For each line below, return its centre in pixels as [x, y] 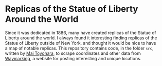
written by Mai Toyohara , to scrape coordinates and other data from [73, 53]
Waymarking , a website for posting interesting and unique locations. [73, 58]
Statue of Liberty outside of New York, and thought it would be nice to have [81, 43]
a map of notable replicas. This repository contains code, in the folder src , [80, 48]
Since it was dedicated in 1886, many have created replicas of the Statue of [81, 33]
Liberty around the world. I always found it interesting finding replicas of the [81, 38]
